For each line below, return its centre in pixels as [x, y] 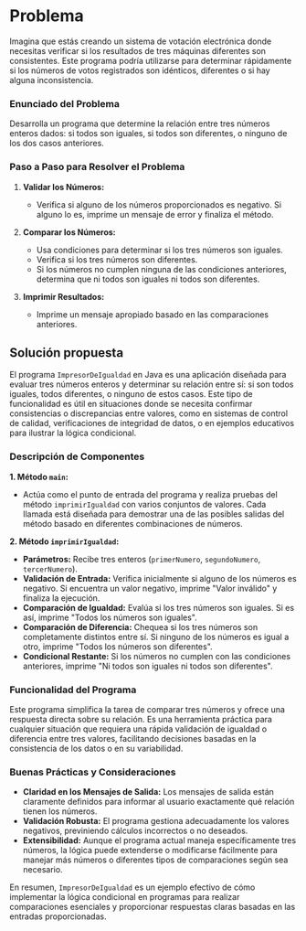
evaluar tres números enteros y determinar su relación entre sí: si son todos [152, 384]
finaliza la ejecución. [61, 598]
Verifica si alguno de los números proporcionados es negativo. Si [158, 204]
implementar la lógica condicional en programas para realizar [125, 897]
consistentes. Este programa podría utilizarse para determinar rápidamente [151, 60]
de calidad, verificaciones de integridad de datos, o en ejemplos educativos [152, 423]
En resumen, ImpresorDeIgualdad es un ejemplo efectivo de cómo [132, 887]
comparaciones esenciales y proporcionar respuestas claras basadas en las [153, 907]
